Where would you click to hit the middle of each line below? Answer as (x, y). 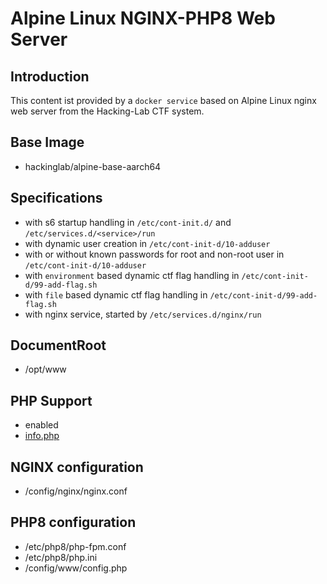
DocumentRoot (58, 345)
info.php (42, 436)
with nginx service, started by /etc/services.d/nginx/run (143, 314)
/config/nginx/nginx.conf (76, 491)
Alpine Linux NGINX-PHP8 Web (143, 18)
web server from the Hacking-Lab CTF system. (107, 111)
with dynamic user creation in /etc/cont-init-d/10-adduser (147, 243)
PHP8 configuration (73, 522)
